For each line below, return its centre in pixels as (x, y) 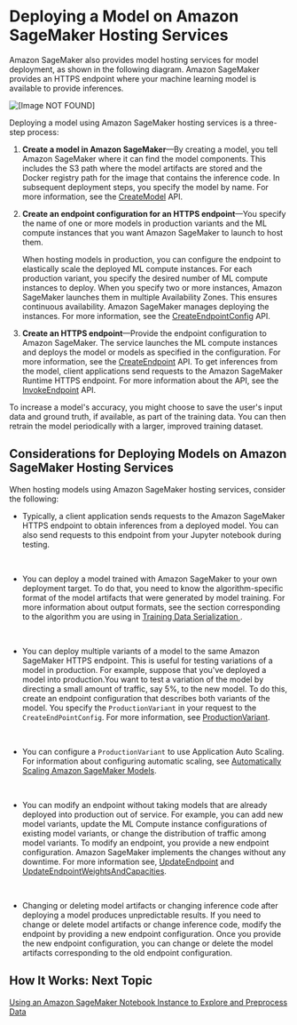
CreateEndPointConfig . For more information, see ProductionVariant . (146, 717)
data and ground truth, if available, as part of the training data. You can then (148, 416)
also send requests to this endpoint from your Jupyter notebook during (152, 534)
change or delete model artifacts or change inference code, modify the (152, 924)
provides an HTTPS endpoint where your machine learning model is (133, 78)
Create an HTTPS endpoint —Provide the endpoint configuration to (145, 333)
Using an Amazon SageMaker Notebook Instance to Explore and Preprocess (148, 1002)
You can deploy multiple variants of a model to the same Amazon (141, 651)
